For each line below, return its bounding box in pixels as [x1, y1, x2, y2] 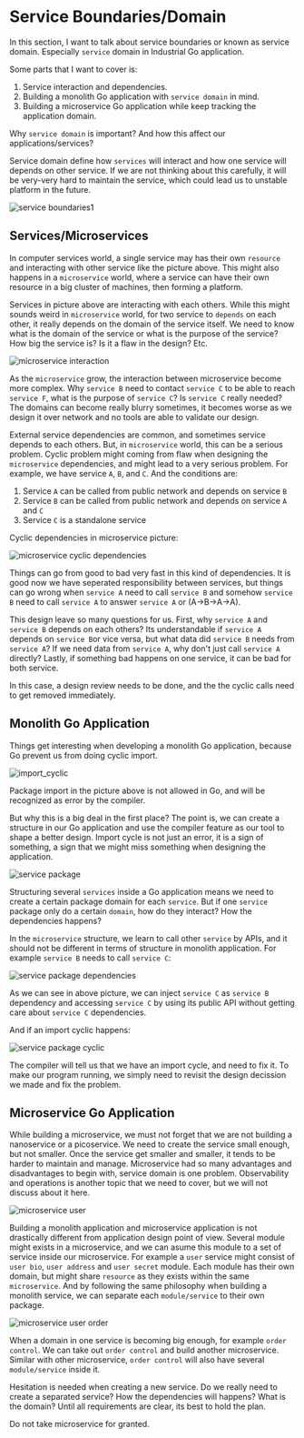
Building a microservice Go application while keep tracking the [22, 100, 257, 111]
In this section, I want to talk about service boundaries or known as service [9, 36, 290, 47]
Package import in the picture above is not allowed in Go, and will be [9, 785, 266, 796]
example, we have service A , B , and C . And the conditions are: [9, 468, 239, 478]
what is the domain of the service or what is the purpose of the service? [9, 327, 279, 338]
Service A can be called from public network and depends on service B [22, 485, 288, 497]
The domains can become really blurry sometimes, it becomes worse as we [9, 402, 292, 413]
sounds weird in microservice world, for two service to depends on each [9, 308, 277, 319]
